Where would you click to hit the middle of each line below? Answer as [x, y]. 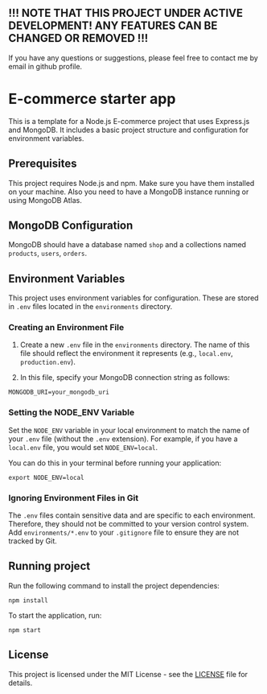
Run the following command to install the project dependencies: [114, 585]
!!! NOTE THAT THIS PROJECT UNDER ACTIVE [126, 13]
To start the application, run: [55, 615]
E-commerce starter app [92, 99]
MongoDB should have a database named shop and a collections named [127, 245]
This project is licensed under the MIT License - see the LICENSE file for [128, 674]
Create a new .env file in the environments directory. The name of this [135, 345]
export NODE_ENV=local [46, 477]
